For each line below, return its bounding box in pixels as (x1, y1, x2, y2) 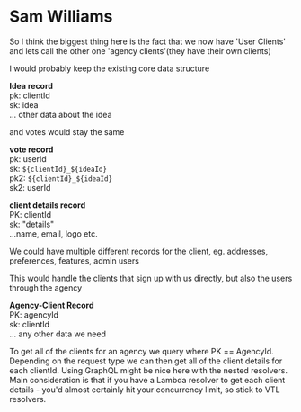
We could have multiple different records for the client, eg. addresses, (9, 246, 268, 256)
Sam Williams (9, 6, 113, 27)
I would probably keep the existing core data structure (9, 63, 210, 74)
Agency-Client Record (9, 300, 94, 310)
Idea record (9, 80, 54, 91)
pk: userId (9, 153, 47, 164)
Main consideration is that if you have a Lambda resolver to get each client (9, 374, 286, 385)
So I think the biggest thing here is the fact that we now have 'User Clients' (9, 36, 286, 47)
